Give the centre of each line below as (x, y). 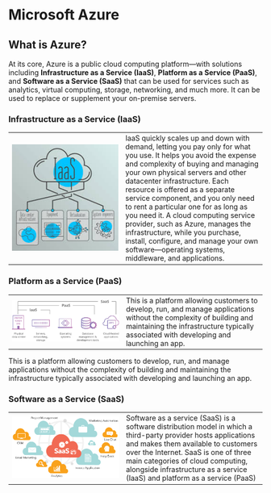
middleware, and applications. (175, 258)
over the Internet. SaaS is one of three (189, 453)
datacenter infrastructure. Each (177, 181)
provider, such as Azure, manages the (188, 224)
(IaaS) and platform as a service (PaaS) (191, 478)
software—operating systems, (175, 250)
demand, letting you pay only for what (188, 147)
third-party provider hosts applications (191, 435)
